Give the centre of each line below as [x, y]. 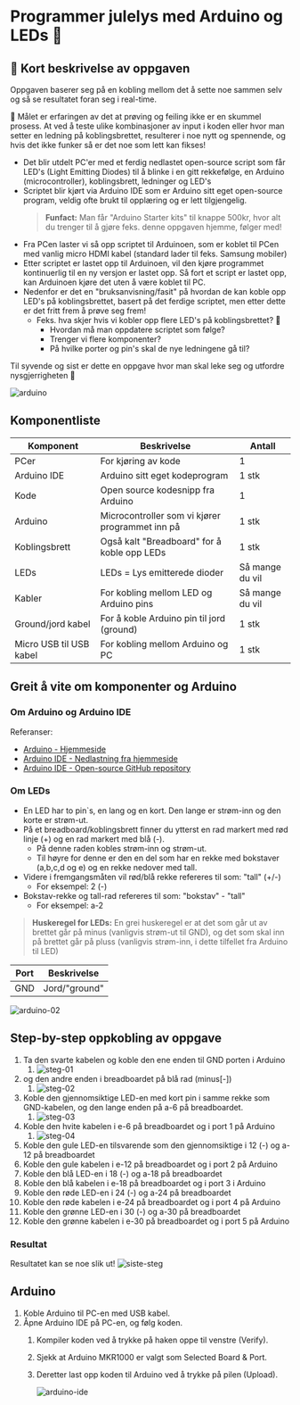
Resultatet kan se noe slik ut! [63, 1263]
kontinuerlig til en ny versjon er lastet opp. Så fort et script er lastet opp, [155, 273]
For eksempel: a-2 [70, 905]
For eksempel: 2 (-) [72, 886]
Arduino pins [127, 603]
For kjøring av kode [140, 461]
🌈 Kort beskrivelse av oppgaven [100, 68]
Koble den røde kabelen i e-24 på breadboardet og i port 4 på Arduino [152, 1201]
